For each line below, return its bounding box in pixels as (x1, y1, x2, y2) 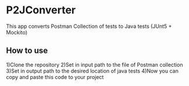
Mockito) (6, 28, 28, 35)
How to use (6, 46, 48, 56)
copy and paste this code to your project (6, 73, 104, 80)
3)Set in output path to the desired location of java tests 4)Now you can (6, 67, 178, 74)
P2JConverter (6, 3, 76, 17)
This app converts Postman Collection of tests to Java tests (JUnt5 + (6, 23, 173, 30)
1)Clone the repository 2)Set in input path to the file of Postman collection (6, 61, 183, 68)
